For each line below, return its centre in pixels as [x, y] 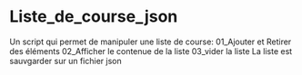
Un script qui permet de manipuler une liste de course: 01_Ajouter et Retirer [151, 42]
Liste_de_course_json [94, 17]
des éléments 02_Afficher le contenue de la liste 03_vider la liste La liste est [151, 51]
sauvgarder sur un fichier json [65, 61]
